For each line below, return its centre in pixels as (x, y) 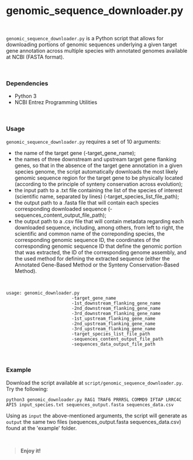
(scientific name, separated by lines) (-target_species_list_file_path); (97, 196)
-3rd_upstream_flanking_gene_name (113, 328)
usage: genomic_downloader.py (43, 293)
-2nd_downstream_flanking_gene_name (116, 308)
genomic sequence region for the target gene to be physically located (99, 178)
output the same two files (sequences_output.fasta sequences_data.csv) (94, 421)
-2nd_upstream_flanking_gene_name (113, 324)
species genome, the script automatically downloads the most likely (96, 171)
